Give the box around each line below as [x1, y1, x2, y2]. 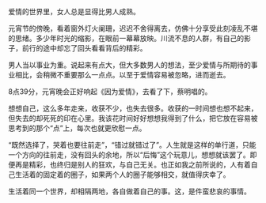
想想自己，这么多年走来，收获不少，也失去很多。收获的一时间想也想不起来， [8, 103, 258, 113]
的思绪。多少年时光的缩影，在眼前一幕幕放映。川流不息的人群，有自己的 [8, 34, 244, 43]
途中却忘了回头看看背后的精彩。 [42, 43, 147, 53]
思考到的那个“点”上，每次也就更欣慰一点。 [8, 123, 146, 133]
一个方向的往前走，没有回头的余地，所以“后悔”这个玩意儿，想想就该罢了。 [8, 150, 251, 160]
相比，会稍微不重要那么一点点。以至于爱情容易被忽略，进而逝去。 [14, 70, 230, 79]
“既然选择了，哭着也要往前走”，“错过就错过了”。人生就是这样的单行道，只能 [8, 141, 256, 149]
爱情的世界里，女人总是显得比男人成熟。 [8, 7, 140, 16]
